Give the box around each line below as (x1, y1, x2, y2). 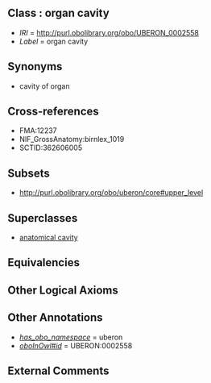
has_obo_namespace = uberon (19, 332, 123, 342)
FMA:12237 (19, 126, 57, 135)
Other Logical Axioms (7, 283, 118, 297)
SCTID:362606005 (19, 143, 82, 152)
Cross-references (7, 105, 100, 119)
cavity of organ (19, 81, 70, 91)
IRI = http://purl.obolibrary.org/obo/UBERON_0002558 (19, 27, 199, 37)
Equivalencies (7, 256, 80, 269)
